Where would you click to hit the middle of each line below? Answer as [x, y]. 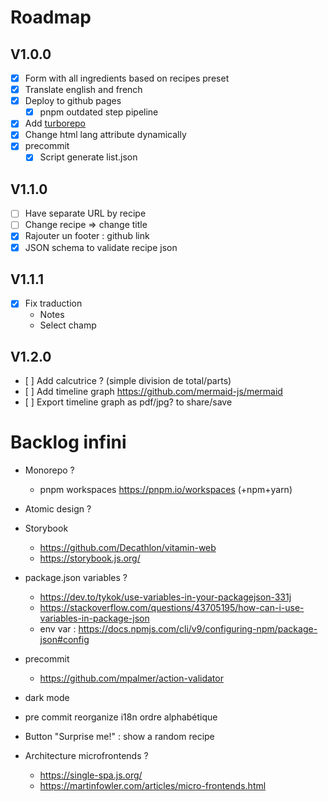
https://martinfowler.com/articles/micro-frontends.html [153, 786]
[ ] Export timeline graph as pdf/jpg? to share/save [128, 402]
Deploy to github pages [73, 101]
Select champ [68, 325]
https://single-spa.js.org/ [91, 775]
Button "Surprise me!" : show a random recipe [119, 737]
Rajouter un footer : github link [87, 236]
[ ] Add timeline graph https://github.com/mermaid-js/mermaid [153, 392]
